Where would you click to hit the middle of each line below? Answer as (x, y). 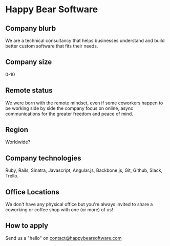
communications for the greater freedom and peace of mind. (69, 114)
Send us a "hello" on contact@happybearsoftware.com (63, 238)
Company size (29, 62)
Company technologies (43, 158)
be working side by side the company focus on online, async (69, 108)
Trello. (12, 176)
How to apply (27, 226)
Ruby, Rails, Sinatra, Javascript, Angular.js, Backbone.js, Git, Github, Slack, (84, 170)
